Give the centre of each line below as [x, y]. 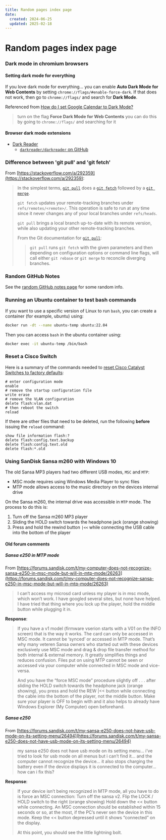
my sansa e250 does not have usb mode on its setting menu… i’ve [85, 751]
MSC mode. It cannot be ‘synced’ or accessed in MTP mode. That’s [86, 639]
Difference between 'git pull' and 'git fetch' [58, 162]
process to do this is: [27, 507]
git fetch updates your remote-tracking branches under [75, 203]
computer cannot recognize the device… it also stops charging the [85, 761]
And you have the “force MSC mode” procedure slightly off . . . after [86, 680]
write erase [17, 395]
